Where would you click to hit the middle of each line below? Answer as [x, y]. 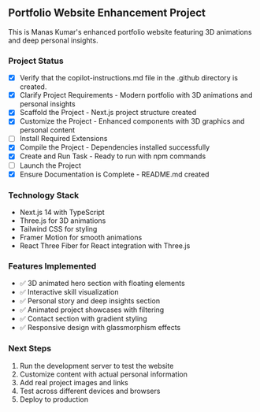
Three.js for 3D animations [63, 221]
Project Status [36, 61]
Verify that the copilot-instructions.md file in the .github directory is [129, 78]
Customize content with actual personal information [103, 374]
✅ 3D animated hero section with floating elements [102, 284]
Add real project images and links [74, 382]
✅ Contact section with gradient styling [83, 319]
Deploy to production [54, 399]
